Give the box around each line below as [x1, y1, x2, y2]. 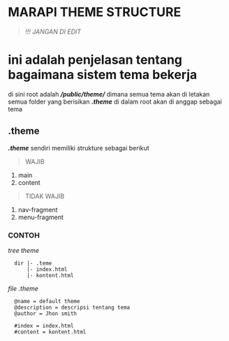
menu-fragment [17, 213, 64, 221]
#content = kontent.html [14, 328, 87, 335]
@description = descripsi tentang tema [14, 304, 131, 311]
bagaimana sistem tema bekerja [8, 67, 198, 83]
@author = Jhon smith [14, 309, 77, 317]
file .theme [8, 284, 39, 293]
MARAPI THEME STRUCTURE [8, 4, 182, 20]
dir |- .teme [14, 260, 52, 267]
